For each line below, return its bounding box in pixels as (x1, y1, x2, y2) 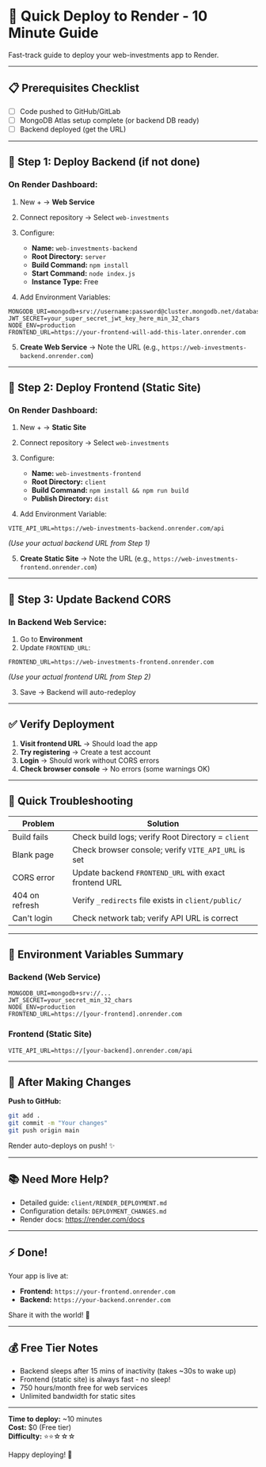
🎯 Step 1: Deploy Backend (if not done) (8, 155, 200, 169)
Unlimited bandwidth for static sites (19, 1392, 136, 1401)
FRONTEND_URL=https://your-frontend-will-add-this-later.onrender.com (8, 328, 246, 336)
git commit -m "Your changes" (8, 1119, 108, 1127)
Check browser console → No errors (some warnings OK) (19, 764, 211, 773)
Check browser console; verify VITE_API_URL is (72, 844, 245, 855)
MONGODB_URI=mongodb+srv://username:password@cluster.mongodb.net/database (8, 307, 264, 315)
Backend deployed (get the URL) (19, 124, 127, 134)
